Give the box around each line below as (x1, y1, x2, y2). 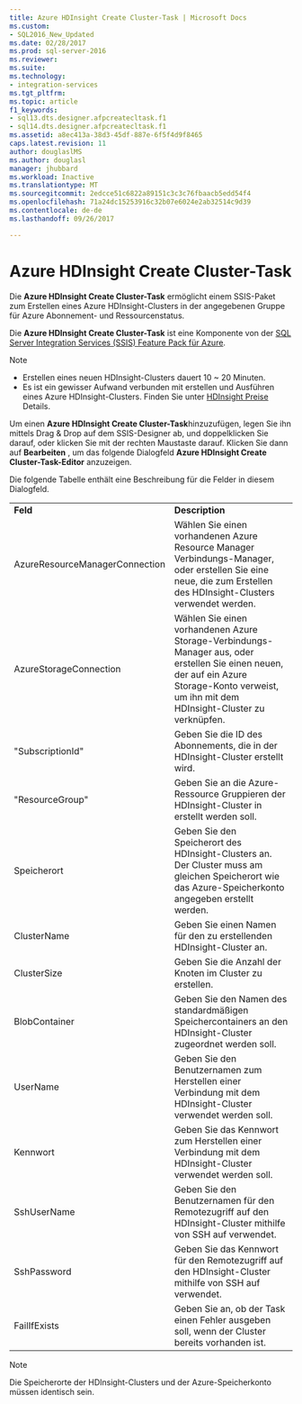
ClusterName (13, 929, 70, 942)
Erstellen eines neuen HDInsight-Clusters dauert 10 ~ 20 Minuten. (22, 371, 266, 383)
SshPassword (13, 1265, 72, 1278)
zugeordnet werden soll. (173, 1037, 277, 1050)
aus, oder (214, 645, 254, 658)
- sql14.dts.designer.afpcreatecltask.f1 (9, 123, 167, 132)
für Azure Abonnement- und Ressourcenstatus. (9, 310, 185, 321)
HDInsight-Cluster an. (173, 941, 268, 953)
